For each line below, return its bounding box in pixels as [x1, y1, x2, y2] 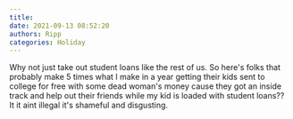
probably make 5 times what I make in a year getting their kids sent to [9, 72, 265, 83]
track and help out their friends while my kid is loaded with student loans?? [9, 91, 285, 101]
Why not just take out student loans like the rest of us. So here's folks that [9, 62, 281, 73]
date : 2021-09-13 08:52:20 [9, 21, 110, 30]
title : [9, 12, 34, 22]
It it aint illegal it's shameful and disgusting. [9, 99, 168, 111]
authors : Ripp [9, 29, 63, 38]
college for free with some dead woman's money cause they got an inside [9, 81, 282, 91]
